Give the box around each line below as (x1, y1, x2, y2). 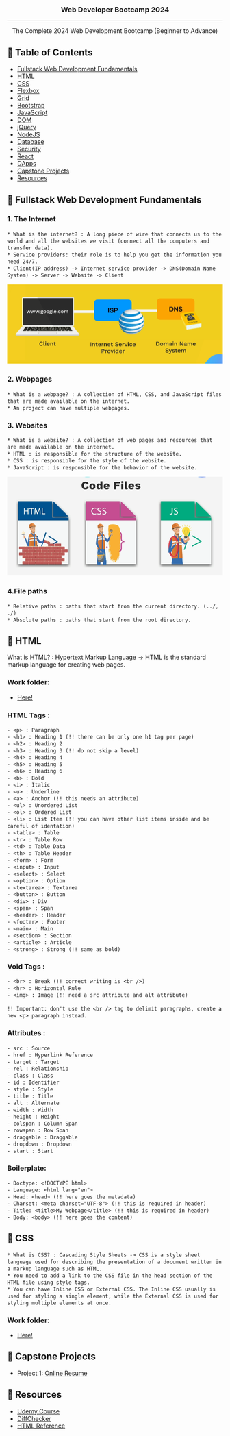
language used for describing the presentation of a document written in (7, 1259, 222, 1265)
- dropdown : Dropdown (7, 1141, 72, 1148)
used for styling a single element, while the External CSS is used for (7, 1293, 219, 1300)
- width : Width (7, 1106, 53, 1113)
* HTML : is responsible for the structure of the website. (7, 451, 183, 458)
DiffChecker (16, 1414, 51, 1422)
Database (16, 138, 44, 146)
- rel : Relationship (7, 1065, 69, 1072)
